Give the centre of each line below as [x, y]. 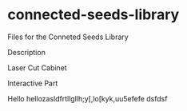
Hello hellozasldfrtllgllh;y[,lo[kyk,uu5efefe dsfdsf [88, 98]
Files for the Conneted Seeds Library [68, 37]
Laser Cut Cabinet [37, 67]
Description [26, 52]
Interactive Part [33, 83]
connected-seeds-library [93, 15]
